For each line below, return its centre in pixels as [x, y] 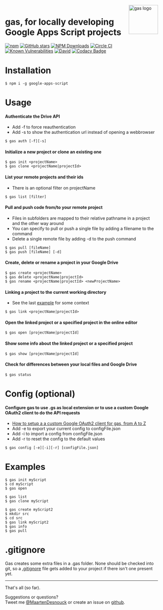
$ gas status [18, 375]
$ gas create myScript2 [29, 510]
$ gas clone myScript [27, 501]
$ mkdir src [17, 514]
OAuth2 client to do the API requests [42, 413]
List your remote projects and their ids [44, 177]
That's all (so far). [23, 588]
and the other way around [38, 223]
